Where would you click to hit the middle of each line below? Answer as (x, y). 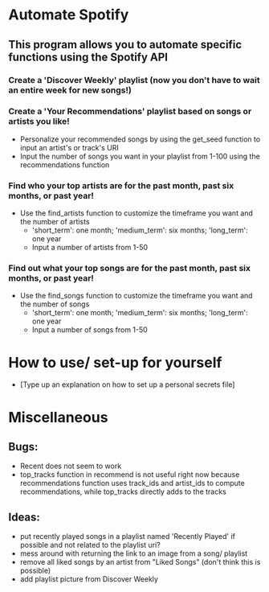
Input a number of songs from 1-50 (90, 330)
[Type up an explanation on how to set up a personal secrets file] (127, 384)
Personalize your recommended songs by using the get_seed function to (140, 139)
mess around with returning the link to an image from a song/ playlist (134, 553)
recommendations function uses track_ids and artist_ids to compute (132, 483)
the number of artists (55, 222)
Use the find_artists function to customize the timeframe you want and (136, 213)
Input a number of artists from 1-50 (90, 248)
